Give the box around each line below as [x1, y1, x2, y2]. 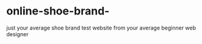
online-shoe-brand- [6, 4, 110, 18]
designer [6, 30, 29, 37]
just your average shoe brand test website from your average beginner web [6, 24, 197, 31]
